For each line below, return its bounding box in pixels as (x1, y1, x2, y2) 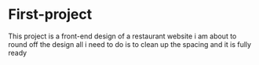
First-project (8, 5, 93, 23)
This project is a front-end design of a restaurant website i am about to (8, 31, 237, 41)
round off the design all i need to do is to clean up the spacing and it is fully (8, 39, 252, 49)
